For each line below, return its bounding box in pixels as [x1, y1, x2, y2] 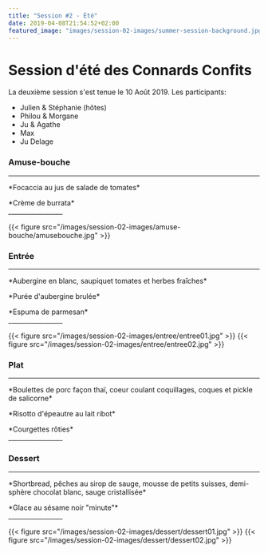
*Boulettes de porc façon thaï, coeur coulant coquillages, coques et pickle [8, 385, 253, 395]
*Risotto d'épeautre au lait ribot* [8, 409, 116, 419]
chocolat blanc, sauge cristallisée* [33, 487, 147, 496]
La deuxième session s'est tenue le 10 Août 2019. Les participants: [8, 87, 227, 97]
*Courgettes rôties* [8, 424, 74, 434]
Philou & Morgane [19, 111, 79, 121]
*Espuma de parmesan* [8, 307, 89, 316]
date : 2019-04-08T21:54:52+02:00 [8, 19, 120, 27]
